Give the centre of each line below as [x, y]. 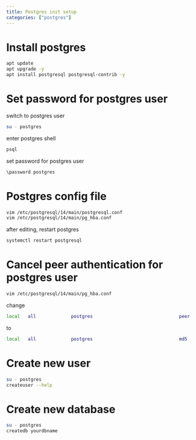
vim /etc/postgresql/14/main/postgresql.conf [64, 212]
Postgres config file [56, 196]
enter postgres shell [31, 138]
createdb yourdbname [32, 431]
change [16, 305]
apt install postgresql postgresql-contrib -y [66, 75]
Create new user [49, 363]
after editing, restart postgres [43, 230]
